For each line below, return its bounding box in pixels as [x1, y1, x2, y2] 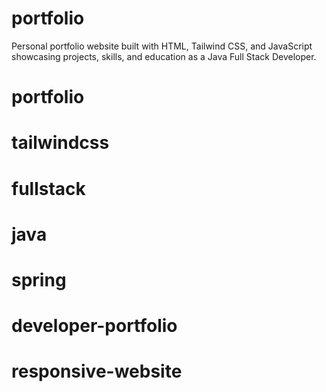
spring [11, 268, 67, 291]
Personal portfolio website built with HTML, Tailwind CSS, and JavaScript [11, 40, 313, 52]
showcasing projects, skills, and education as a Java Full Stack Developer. [11, 50, 317, 62]
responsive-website [11, 360, 183, 383]
